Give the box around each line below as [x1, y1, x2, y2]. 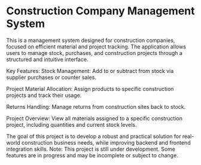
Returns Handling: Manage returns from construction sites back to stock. [6, 103, 186, 110]
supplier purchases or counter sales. [6, 74, 97, 81]
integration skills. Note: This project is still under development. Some [6, 145, 175, 152]
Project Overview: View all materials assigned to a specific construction [6, 115, 183, 122]
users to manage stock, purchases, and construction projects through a [6, 49, 182, 56]
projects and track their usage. [6, 91, 82, 99]
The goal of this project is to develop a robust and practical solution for [6, 133, 181, 140]
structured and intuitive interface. [6, 56, 89, 63]
